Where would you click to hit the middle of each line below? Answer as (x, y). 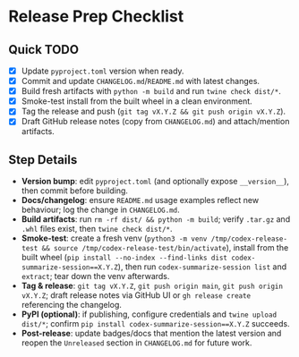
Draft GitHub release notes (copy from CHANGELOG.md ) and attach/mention (155, 122)
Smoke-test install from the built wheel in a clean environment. (137, 101)
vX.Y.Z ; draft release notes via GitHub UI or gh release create (136, 295)
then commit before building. (75, 191)
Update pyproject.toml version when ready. (103, 71)
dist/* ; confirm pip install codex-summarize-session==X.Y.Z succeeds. (155, 324)
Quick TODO (44, 50)
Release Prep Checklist (96, 17)
